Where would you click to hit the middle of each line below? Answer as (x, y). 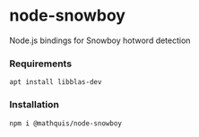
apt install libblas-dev (56, 82)
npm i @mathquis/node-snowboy (66, 123)
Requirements (41, 64)
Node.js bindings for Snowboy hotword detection (100, 40)
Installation (35, 105)
